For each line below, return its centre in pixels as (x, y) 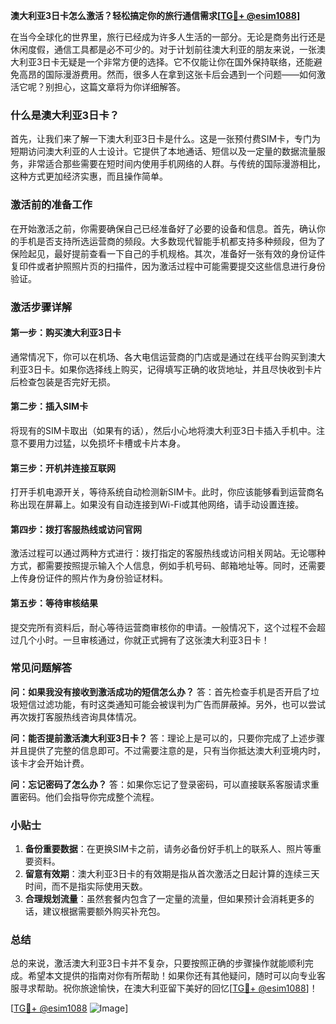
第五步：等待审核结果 (54, 603)
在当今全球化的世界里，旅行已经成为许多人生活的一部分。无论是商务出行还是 (168, 37)
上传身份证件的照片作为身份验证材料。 (89, 578)
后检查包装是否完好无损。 (63, 381)
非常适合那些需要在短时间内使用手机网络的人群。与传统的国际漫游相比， (176, 164)
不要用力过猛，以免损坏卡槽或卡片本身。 (102, 443)
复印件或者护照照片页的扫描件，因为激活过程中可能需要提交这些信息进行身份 (168, 266)
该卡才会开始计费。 (50, 763)
